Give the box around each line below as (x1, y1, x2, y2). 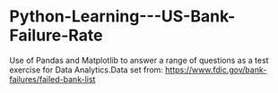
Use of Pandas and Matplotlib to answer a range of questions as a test (9, 55, 269, 65)
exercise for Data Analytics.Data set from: (9, 64, 164, 75)
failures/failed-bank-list (9, 73, 96, 84)
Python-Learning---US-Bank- (9, 6, 236, 27)
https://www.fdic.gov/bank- (165, 64, 267, 75)
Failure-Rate (9, 25, 103, 46)
